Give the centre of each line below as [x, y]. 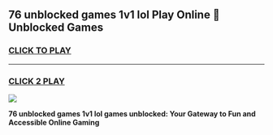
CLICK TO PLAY [40, 51]
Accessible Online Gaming [54, 122]
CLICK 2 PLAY [37, 81]
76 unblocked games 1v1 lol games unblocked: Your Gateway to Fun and [132, 113]
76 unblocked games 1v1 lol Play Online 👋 [114, 15]
